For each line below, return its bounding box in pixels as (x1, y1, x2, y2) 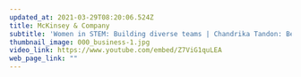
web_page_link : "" (9, 54, 78, 63)
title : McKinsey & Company (9, 21, 110, 30)
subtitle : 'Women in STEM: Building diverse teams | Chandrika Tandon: (9, 29, 282, 38)
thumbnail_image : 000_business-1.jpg (9, 37, 150, 47)
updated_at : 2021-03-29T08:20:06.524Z (9, 12, 154, 22)
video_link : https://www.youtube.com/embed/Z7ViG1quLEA (9, 46, 222, 55)
